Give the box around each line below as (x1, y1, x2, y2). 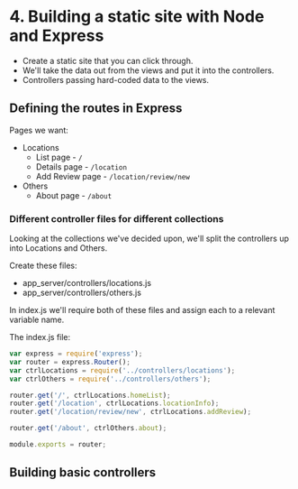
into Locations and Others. (9, 243, 108, 254)
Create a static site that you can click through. (22, 55, 194, 66)
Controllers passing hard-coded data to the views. (22, 74, 210, 85)
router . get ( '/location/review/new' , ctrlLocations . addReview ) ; (9, 408, 252, 417)
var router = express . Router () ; (9, 357, 131, 366)
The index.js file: (9, 332, 71, 343)
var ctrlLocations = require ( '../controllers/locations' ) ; (9, 365, 236, 375)
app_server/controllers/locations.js (22, 278, 151, 289)
